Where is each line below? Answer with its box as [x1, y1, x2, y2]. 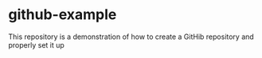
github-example [8, 6, 117, 24]
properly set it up [8, 40, 65, 49]
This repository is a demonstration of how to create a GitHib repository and [8, 32, 255, 41]
